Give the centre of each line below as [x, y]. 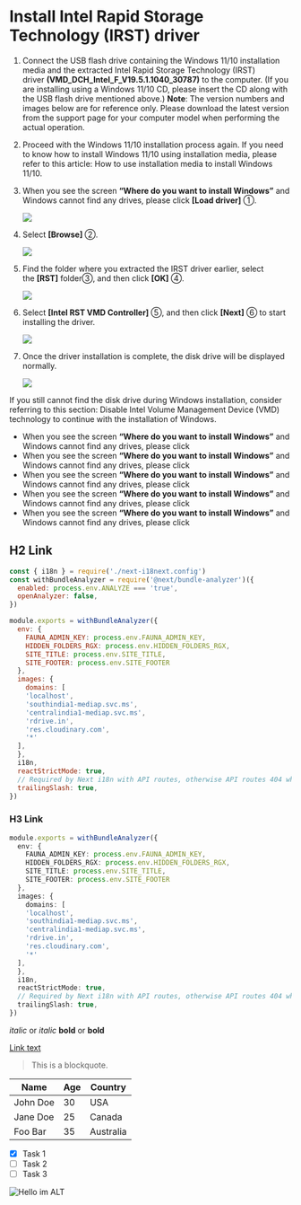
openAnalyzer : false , [58, 596]
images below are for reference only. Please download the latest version [155, 108]
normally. [39, 365]
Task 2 [34, 1164]
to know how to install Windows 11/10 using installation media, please [150, 154]
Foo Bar [30, 1131]
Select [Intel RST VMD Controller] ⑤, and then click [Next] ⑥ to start [154, 312]
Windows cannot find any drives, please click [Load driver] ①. [139, 200]
